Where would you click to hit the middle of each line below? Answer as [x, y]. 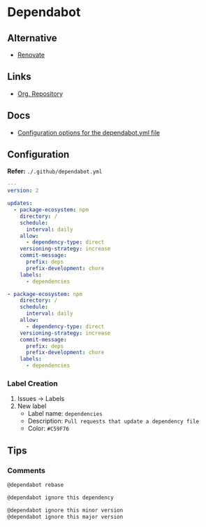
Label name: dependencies [65, 414]
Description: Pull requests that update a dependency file [113, 421]
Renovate [31, 55]
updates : [20, 204]
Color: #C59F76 [49, 428]
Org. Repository [40, 93]
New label [32, 406]
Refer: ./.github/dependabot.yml [55, 171]
